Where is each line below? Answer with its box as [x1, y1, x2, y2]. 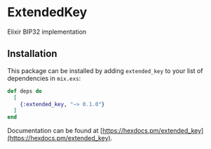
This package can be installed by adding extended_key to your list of [7, 66, 203, 74]
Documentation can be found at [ [7, 127, 103, 135]
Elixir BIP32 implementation [7, 27, 87, 36]
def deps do [7, 87, 42, 95]
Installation [7, 48, 57, 60]
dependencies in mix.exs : [7, 74, 81, 82]
